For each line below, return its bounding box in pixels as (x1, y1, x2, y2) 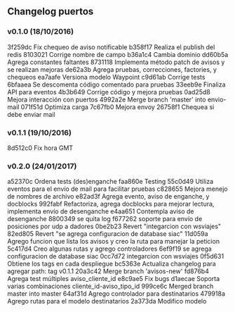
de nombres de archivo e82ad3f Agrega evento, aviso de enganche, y (7, 192, 210, 201)
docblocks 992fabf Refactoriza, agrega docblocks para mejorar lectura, (7, 200, 215, 208)
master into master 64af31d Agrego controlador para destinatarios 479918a (7, 289, 226, 298)
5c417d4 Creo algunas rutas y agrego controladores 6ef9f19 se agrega (7, 244, 212, 253)
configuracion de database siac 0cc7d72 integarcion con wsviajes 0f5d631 (7, 252, 224, 261)
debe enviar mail (7, 110, 55, 118)
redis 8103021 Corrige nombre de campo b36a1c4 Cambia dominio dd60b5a (7, 50, 229, 58)
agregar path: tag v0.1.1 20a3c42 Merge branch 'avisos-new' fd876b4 (7, 267, 209, 275)
